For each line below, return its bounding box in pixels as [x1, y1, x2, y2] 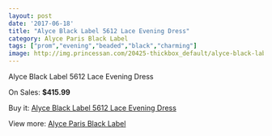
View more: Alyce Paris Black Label [8, 119, 126, 128]
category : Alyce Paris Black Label [8, 34, 129, 43]
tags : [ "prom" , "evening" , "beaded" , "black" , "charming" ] [8, 42, 198, 50]
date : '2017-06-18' [8, 19, 74, 28]
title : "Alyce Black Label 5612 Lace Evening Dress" [8, 27, 190, 35]
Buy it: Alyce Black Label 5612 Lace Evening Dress [8, 103, 176, 113]
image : [8, 49, 31, 57]
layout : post [8, 11, 53, 20]
